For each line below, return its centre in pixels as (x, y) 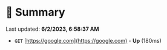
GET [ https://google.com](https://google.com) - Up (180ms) (88, 40)
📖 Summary (35, 12)
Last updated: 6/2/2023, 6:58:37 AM (52, 29)
